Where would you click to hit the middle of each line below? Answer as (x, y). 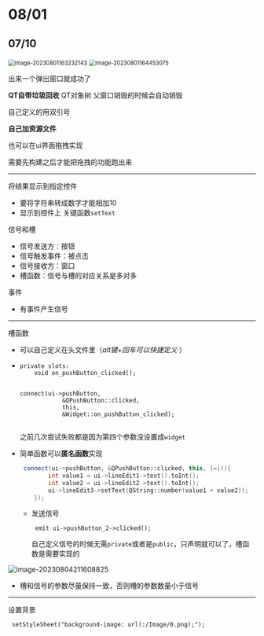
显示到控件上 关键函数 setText (67, 213)
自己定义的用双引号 (39, 112)
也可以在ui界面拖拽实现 (46, 145)
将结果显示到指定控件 (42, 186)
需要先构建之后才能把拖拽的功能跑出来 (70, 162)
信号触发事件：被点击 (54, 256)
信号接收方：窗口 (47, 266)
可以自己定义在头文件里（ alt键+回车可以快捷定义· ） (103, 350)
